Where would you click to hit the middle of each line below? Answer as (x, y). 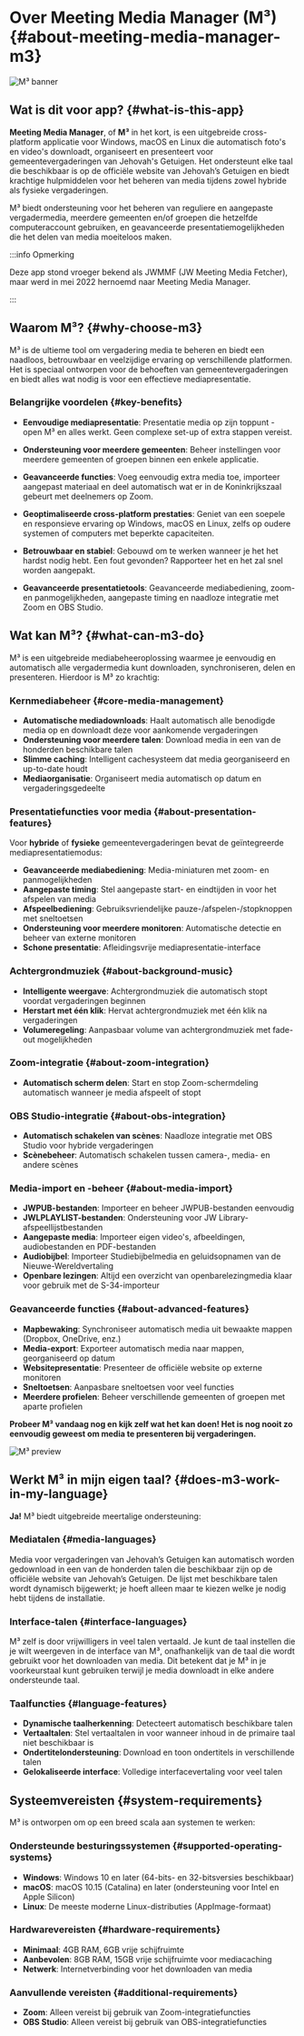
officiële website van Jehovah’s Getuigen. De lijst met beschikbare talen (144, 1578)
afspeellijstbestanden (63, 1228)
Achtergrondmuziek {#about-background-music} (121, 971)
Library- (234, 1218)
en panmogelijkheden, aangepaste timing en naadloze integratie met (151, 597)
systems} (31, 1858)
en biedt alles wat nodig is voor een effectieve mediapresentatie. (130, 379)
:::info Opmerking (42, 254)
